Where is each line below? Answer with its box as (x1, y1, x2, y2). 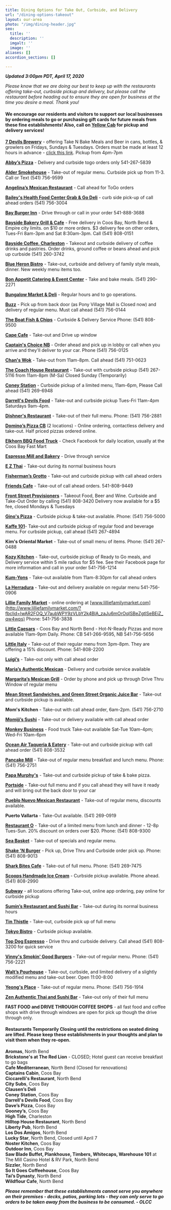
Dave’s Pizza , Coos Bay (5, 1102, 55, 1108)
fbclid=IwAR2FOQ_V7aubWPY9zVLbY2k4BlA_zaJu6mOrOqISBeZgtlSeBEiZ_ (5, 610, 164, 616)
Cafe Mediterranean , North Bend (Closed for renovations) (5, 1064, 128, 1070)
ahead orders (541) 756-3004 (5, 200, 68, 206)
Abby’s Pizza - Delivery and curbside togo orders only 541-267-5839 (5, 159, 151, 166)
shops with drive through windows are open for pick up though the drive (5, 1009, 157, 1015)
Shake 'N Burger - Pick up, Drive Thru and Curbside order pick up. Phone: (5, 847, 161, 854)
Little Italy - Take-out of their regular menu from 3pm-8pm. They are (5, 641, 150, 647)
